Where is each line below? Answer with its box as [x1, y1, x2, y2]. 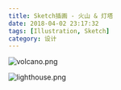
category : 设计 [8, 34, 57, 43]
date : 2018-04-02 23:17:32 [8, 19, 99, 28]
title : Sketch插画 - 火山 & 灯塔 [8, 11, 114, 20]
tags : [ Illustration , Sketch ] [8, 27, 111, 35]
